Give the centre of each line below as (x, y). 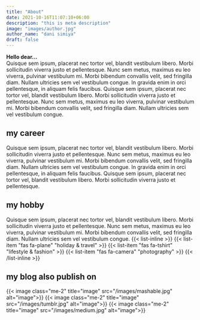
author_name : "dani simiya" (41, 34)
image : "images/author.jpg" (41, 29)
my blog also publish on (51, 277)
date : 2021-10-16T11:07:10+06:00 (48, 17)
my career (25, 133)
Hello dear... (22, 57)
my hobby (25, 205)
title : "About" (25, 12)
